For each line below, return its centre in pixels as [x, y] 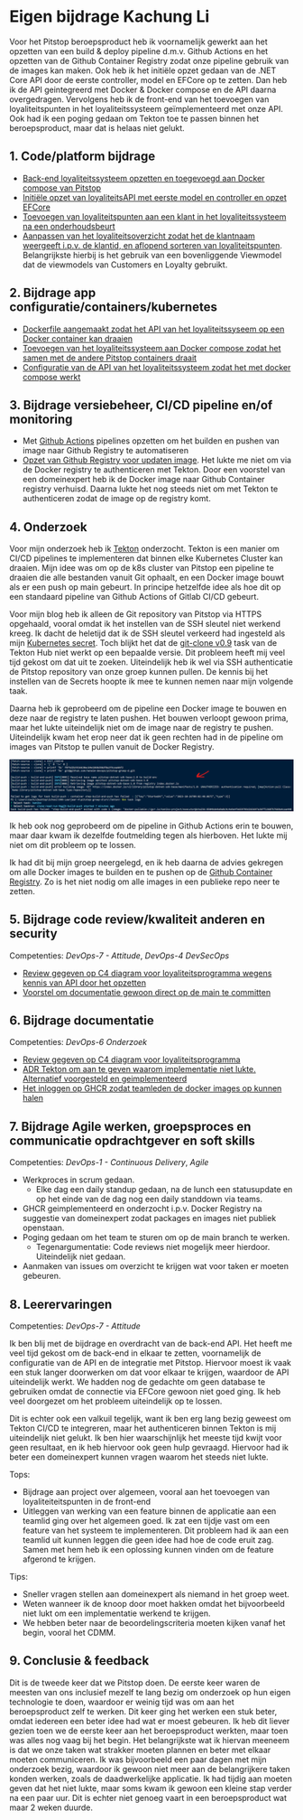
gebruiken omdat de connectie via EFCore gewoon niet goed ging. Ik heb [145, 1391]
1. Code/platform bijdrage [83, 157]
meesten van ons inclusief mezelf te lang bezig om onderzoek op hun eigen [150, 1692]
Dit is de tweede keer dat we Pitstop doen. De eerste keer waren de [135, 1683]
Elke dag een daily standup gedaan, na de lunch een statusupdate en [164, 1190]
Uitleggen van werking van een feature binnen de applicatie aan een [149, 1511]
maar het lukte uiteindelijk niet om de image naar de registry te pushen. [142, 728]
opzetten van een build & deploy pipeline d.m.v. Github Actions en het [139, 51]
